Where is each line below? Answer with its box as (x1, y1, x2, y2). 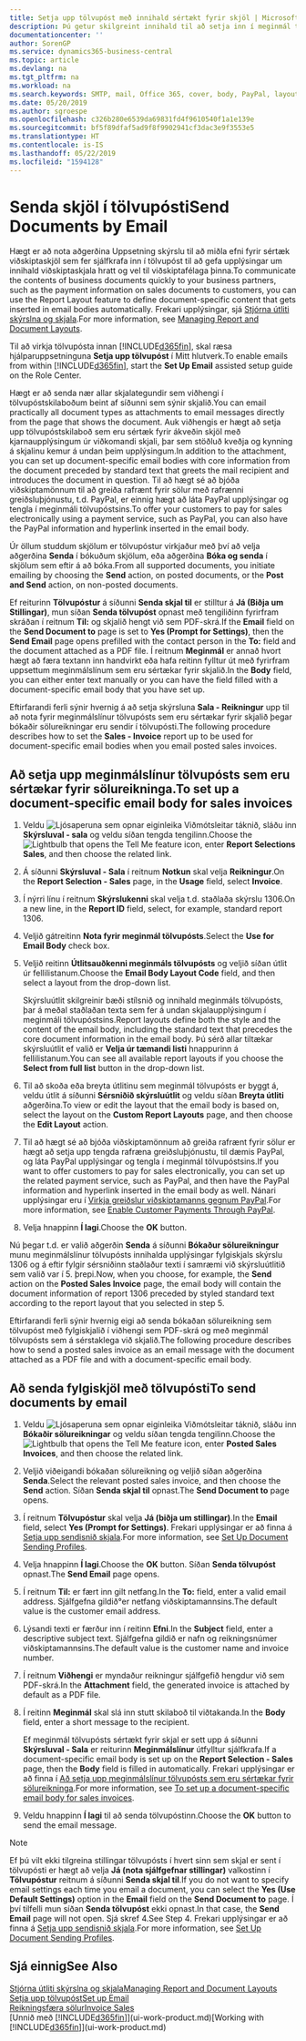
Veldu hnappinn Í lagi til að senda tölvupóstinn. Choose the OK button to (22, 1810, 291, 1822)
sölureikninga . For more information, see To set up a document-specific (22, 1782, 290, 1794)
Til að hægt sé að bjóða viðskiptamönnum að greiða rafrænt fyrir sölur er (22, 1137, 296, 1148)
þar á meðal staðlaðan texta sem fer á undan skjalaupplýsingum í (22, 1005, 267, 1015)
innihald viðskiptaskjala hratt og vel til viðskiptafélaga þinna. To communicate (9, 265, 296, 276)
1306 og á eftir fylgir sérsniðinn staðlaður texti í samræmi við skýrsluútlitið (9, 1259, 286, 1271)
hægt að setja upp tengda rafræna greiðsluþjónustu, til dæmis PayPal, (22, 1147, 285, 1158)
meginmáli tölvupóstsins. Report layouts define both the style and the (22, 1015, 280, 1026)
